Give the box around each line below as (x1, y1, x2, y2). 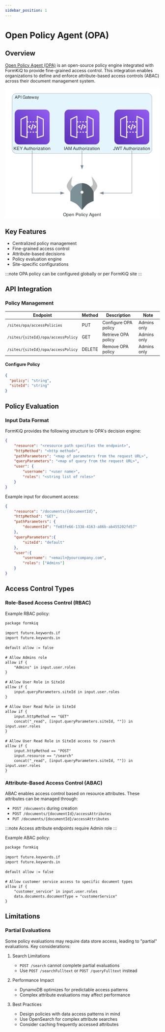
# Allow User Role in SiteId (5, 679, 65, 685)
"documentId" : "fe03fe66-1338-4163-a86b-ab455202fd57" (23, 525, 137, 530)
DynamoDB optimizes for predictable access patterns (19, 986, 128, 992)
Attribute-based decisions (12, 251, 65, 257)
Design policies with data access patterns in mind (19, 1011, 120, 1017)
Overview (5, 49, 36, 57)
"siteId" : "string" (9, 383, 50, 388)
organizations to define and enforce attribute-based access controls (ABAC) (5, 73, 160, 79)
